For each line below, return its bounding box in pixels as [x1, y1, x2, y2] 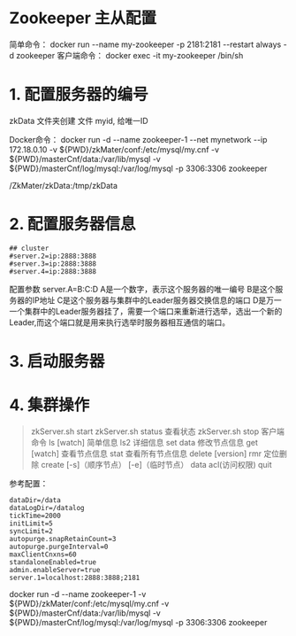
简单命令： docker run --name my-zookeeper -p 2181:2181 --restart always [9, 39, 282, 50]
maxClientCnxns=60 [9, 550, 77, 559]
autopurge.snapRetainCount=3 [9, 534, 117, 543]
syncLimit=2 [9, 526, 53, 536]
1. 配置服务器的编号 [9, 85, 148, 105]
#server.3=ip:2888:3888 [9, 259, 97, 268]
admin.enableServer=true [9, 565, 101, 574]
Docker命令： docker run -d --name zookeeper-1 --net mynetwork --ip [9, 134, 268, 144]
